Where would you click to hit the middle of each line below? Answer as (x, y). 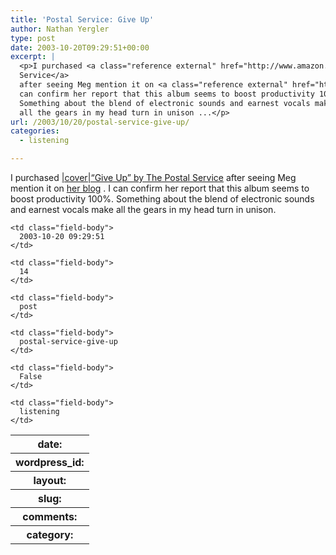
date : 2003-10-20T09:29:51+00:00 (80, 47)
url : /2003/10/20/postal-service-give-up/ (100, 122)
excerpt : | (33, 57)
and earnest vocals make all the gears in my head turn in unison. (143, 209)
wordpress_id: (50, 462)
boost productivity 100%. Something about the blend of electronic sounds (162, 199)
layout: (50, 480)
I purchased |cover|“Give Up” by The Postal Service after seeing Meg (153, 177)
